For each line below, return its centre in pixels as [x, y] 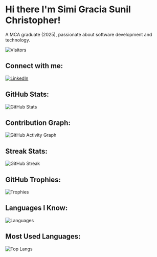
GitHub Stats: [27, 94]
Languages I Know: [37, 208]
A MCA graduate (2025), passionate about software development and [79, 34]
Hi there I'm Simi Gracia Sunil [68, 9]
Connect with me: [34, 66]
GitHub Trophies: [33, 179]
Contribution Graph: [38, 123]
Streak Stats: [26, 151]
